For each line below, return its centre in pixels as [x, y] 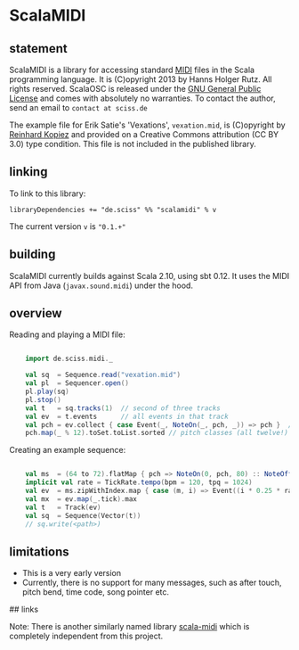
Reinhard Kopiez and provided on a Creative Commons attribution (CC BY [144, 134]
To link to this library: [48, 193]
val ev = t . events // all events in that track [127, 416]
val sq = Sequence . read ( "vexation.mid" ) [103, 375]
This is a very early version [72, 573]
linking [28, 172]
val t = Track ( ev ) [63, 507]
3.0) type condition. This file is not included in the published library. [133, 144]
